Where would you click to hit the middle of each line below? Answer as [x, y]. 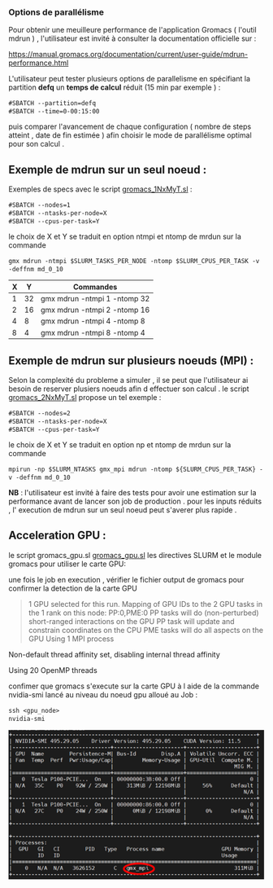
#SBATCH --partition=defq [52, 103]
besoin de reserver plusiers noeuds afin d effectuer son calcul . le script [129, 389]
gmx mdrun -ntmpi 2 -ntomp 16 [95, 310]
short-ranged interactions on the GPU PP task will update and [131, 621]
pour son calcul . [37, 144]
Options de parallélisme [56, 12]
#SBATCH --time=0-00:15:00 [54, 112]
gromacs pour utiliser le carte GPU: [67, 564]
